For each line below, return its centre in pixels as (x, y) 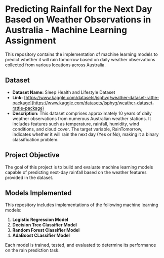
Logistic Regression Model (40, 220)
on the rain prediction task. (33, 250)
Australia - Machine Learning (66, 30)
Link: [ (19, 97)
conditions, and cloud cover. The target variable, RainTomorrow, (77, 129)
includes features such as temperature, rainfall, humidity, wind (76, 124)
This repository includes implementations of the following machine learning (82, 205)
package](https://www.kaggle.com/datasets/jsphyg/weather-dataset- (83, 103)
